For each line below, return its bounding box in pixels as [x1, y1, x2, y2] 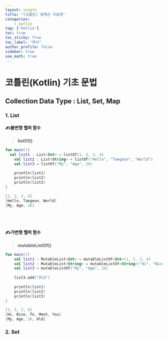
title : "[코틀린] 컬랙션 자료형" [5, 12, 65, 17]
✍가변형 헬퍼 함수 [5, 229, 41, 235]
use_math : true [5, 53, 37, 59]
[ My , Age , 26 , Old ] [5, 317, 46, 322]
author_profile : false [5, 44, 52, 49]
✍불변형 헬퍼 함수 [5, 125, 41, 131]
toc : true [5, 30, 26, 35]
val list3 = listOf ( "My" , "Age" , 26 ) [14, 161, 93, 166]
